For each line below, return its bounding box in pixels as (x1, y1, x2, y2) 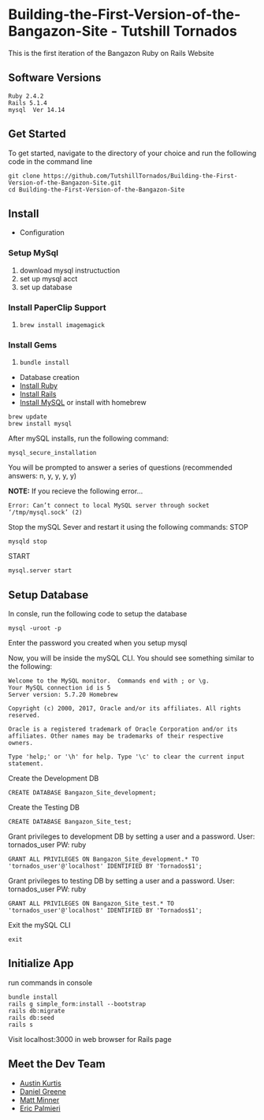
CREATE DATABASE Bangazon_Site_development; (8, 789, 157, 797)
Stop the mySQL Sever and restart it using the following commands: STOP (8, 523, 248, 532)
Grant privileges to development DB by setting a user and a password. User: (8, 832, 255, 841)
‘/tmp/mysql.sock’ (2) (8, 508, 83, 517)
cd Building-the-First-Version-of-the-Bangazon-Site (8, 185, 185, 194)
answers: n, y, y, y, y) (8, 471, 77, 481)
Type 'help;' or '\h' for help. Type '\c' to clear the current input (8, 753, 245, 761)
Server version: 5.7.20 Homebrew (8, 691, 118, 699)
